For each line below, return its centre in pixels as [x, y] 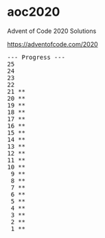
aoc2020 [34, 12]
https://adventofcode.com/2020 [52, 44]
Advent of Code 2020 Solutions [52, 31]
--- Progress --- [36, 57]
